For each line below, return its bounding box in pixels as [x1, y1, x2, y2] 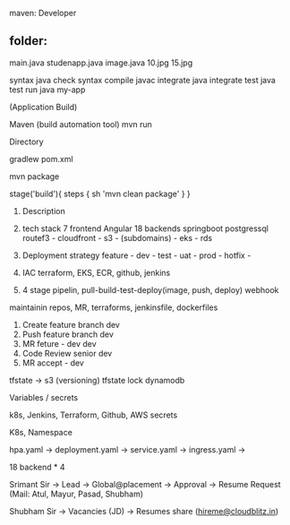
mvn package [9, 170, 60, 182]
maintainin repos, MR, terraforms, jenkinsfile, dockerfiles [9, 302, 218, 313]
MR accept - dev [21, 357, 85, 368]
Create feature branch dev [21, 319, 121, 330]
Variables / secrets [9, 392, 79, 402]
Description [21, 205, 65, 216]
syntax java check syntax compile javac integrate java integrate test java [9, 74, 276, 85]
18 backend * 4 [9, 461, 65, 472]
